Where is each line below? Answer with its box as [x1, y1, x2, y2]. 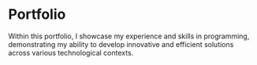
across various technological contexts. [8, 48, 134, 57]
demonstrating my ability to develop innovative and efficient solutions [8, 39, 234, 49]
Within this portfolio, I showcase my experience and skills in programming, [8, 31, 250, 41]
